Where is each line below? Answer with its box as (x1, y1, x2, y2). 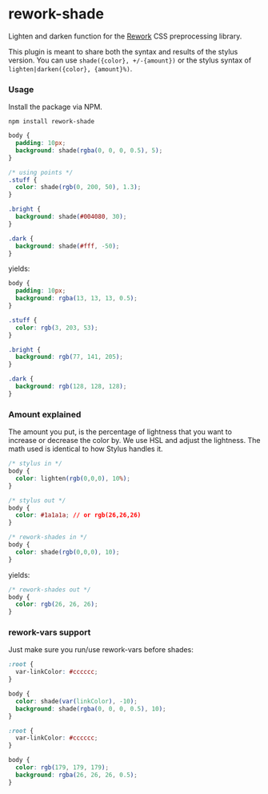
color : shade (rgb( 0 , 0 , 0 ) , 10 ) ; (15, 548, 120, 556)
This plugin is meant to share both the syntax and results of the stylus (8, 46, 238, 56)
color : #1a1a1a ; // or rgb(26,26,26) (15, 511, 142, 519)
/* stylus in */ (8, 460, 62, 468)
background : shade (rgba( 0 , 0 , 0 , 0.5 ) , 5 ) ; (15, 146, 163, 155)
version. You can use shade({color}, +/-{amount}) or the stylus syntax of (8, 55, 252, 65)
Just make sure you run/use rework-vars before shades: (8, 645, 194, 655)
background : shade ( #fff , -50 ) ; (15, 242, 120, 250)
